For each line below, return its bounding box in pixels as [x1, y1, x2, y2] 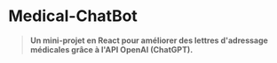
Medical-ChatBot [8, 6, 138, 26]
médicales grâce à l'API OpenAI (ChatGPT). [29, 44, 194, 54]
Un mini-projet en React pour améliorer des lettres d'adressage [29, 35, 268, 45]
